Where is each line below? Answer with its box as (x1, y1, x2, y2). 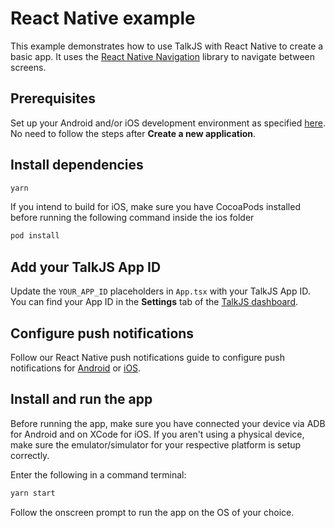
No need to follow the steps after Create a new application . (10, 127, 257, 139)
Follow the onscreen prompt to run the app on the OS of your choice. (10, 506, 295, 518)
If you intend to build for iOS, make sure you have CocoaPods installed (10, 201, 301, 213)
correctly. (10, 449, 50, 461)
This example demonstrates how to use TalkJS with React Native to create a (10, 40, 324, 52)
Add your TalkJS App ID (10, 258, 162, 276)
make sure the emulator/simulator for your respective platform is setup (10, 438, 302, 451)
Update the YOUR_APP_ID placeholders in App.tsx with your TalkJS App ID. (10, 285, 311, 297)
